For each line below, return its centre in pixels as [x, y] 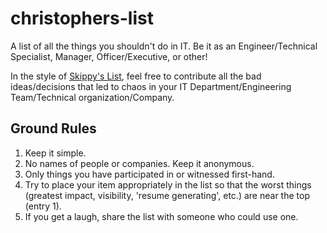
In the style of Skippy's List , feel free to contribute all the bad [136, 76]
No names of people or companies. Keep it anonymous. [139, 163]
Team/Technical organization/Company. [92, 97]
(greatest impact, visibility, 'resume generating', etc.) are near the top [167, 195]
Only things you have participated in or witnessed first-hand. [149, 174]
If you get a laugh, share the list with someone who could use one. [161, 216]
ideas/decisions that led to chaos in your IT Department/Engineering [151, 86]
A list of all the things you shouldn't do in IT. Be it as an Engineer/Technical [164, 46]
